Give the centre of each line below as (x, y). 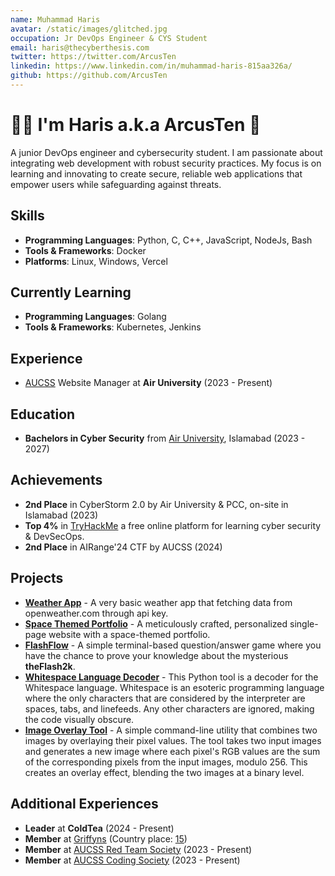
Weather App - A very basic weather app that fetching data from (158, 602)
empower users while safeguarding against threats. (116, 184)
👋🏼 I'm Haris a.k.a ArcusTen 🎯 (136, 125)
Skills (27, 216)
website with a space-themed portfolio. (129, 634)
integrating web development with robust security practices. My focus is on (166, 163)
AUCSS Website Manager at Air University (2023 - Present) (148, 383)
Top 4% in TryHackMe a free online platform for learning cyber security (173, 525)
